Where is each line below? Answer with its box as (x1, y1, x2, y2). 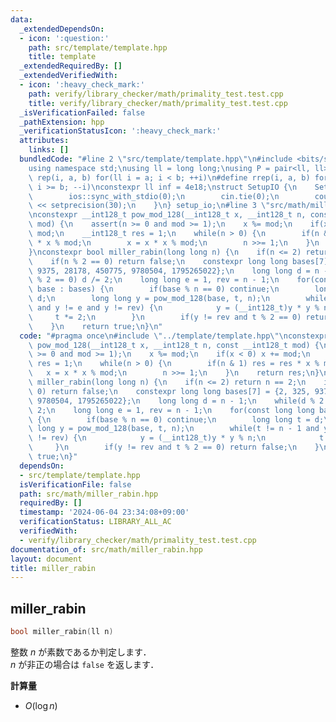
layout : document (10, 554, 83, 564)
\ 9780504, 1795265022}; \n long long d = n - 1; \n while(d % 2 (28, 396, 325, 406)
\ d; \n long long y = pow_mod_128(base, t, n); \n (28, 294, 271, 304)
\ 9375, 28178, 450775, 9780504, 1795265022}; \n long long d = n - (28, 266, 329, 276)
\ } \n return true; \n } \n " (28, 321, 163, 331)
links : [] (28, 145, 70, 155)
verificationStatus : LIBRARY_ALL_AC (19, 517, 172, 527)
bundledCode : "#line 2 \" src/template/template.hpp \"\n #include (19, 154, 293, 164)
